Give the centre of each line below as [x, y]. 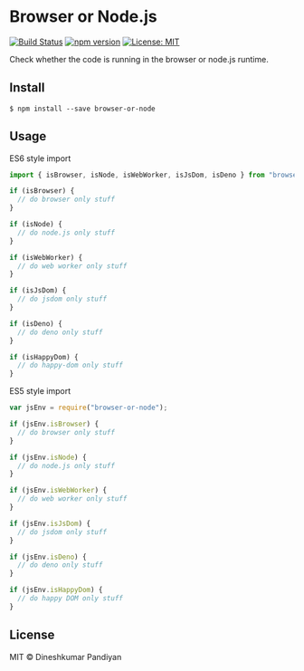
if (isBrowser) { [42, 191]
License [32, 635]
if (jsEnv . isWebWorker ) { [58, 491]
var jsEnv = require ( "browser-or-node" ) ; [89, 408]
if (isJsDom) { [38, 291]
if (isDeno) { [36, 323]
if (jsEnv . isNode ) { [48, 457]
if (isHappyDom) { [44, 357]
